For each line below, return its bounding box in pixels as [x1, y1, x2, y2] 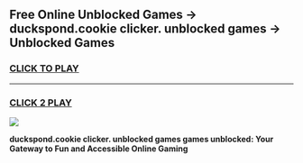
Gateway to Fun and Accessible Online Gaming [9, 143, 188, 154]
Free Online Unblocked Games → [9, 7, 197, 23]
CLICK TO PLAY [9, 62, 79, 75]
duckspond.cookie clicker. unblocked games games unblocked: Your [9, 133, 274, 144]
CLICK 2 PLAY [9, 96, 72, 109]
